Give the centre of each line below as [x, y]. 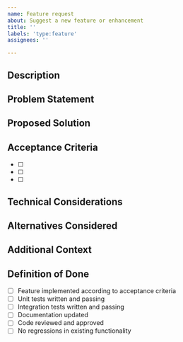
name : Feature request [41, 14]
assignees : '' [28, 40]
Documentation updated [53, 315]
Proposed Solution [49, 124]
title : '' [22, 27]
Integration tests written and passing [71, 307]
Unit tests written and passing [61, 299]
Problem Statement [51, 99]
